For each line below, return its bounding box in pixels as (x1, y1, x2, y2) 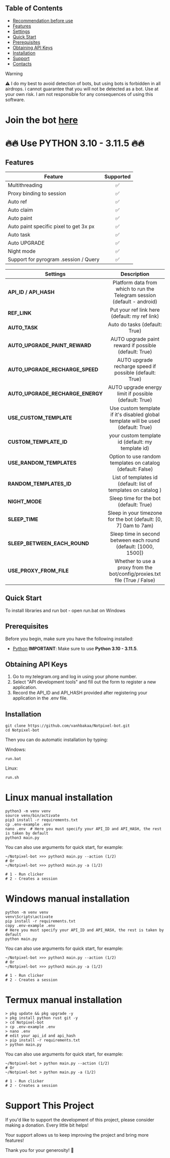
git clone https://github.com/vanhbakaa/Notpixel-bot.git (5, 723, 130, 729)
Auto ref (8, 198, 27, 205)
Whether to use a (114, 558, 156, 565)
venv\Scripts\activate (5, 914, 53, 919)
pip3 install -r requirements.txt (5, 817, 78, 823)
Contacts (12, 60, 32, 67)
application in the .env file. (12, 695, 68, 701)
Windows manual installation (5, 893, 130, 905)
